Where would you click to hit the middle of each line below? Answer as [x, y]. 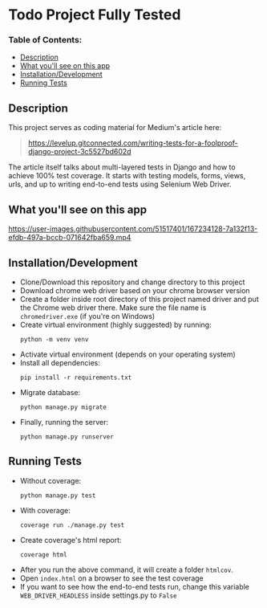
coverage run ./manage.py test [72, 525]
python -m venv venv [54, 339]
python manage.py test [58, 496]
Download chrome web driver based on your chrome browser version [135, 290]
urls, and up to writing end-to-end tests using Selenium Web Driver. [120, 184]
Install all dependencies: [60, 362]
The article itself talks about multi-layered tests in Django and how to [122, 167]
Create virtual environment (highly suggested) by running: [115, 324]
